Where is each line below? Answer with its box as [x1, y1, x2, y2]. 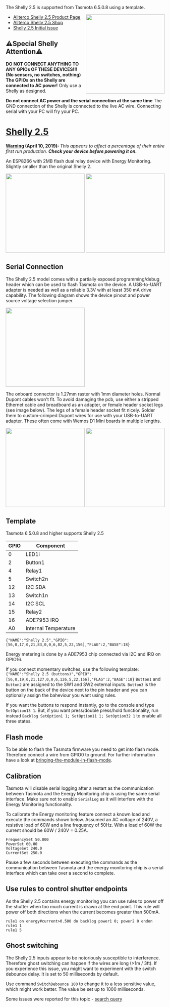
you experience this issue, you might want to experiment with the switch [6, 965, 156, 972]
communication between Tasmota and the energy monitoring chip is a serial [6, 865, 163, 870]
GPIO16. [6, 657, 22, 663]
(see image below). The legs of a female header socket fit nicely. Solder [6, 407, 155, 413]
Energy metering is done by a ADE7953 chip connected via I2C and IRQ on [6, 651, 161, 657]
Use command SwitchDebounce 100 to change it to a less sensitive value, [6, 981, 156, 987]
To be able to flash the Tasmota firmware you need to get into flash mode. [6, 746, 160, 752]
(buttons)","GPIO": [50, 672, 92, 677]
